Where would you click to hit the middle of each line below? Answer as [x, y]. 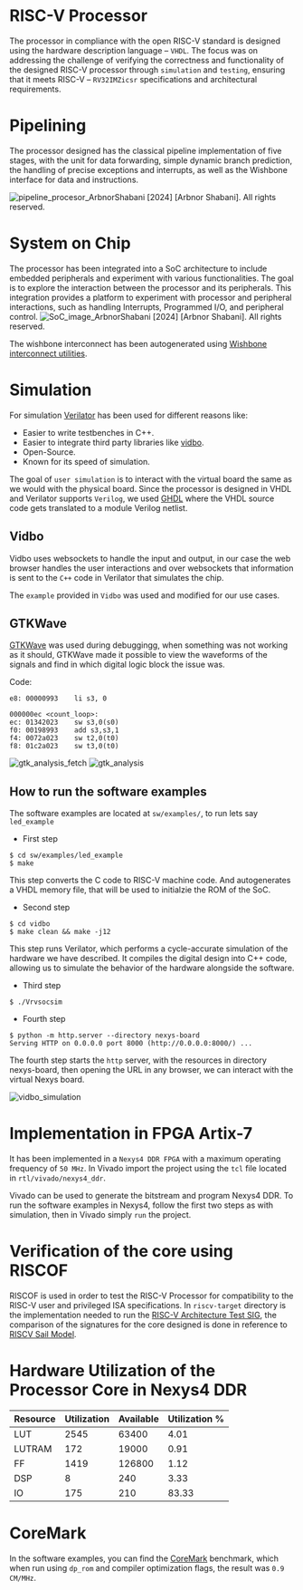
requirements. [35, 89]
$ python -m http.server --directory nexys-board [105, 1036]
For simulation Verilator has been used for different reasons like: [129, 415]
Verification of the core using [121, 1252]
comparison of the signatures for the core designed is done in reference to [148, 1325]
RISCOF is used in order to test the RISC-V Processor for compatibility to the [151, 1296]
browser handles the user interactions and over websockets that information [151, 568]
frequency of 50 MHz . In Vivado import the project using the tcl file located [148, 1169]
